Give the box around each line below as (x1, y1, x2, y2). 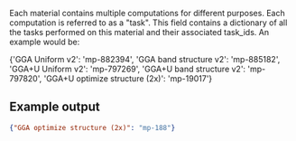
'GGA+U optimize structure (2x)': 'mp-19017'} (43, 73, 213, 84)
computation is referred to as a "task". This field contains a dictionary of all (9, 17, 288, 28)
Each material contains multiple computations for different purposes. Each (9, 8, 286, 18)
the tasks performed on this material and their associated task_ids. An (9, 27, 269, 37)
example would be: (9, 36, 80, 47)
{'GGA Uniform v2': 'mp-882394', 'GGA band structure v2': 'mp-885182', (9, 54, 281, 64)
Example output (9, 99, 101, 115)
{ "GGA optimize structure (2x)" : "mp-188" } (9, 123, 176, 132)
